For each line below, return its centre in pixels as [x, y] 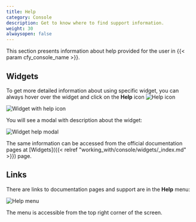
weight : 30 [20, 28]
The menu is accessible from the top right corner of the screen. [84, 212]
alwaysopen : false [29, 34]
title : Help [21, 12]
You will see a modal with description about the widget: [74, 120]
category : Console [29, 17]
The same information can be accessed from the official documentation [94, 143]
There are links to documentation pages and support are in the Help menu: [98, 189]
